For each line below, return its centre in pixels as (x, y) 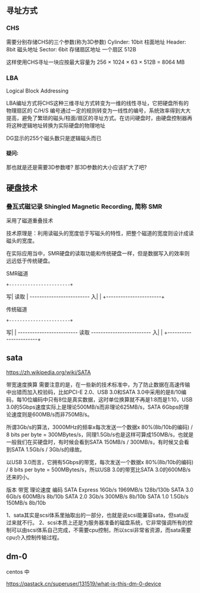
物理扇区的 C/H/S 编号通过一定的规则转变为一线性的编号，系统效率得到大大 (99, 110)
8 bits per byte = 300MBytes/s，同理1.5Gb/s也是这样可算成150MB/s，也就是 (100, 434)
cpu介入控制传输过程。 (34, 537)
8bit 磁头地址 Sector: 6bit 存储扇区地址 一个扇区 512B (71, 49)
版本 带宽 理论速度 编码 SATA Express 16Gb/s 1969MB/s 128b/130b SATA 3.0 (100, 489)
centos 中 (18, 572)
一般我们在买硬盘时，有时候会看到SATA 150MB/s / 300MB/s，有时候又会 (95, 442)
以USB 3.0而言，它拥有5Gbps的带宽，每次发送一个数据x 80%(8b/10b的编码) (100, 462)
